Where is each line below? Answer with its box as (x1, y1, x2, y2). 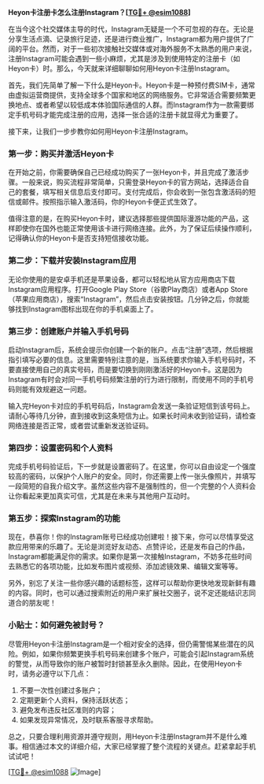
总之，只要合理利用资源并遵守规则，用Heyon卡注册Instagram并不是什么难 (8, 731, 247, 741)
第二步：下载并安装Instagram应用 (8, 255, 137, 266)
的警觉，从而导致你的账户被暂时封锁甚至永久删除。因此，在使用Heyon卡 (8, 659, 243, 668)
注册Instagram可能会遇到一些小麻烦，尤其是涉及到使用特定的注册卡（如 (8, 54, 240, 63)
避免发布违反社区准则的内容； (19, 704, 116, 715)
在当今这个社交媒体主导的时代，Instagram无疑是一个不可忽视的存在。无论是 (8, 24, 254, 34)
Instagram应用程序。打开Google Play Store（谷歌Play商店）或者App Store (8, 284, 248, 294)
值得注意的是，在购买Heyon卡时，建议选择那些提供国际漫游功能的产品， (8, 214, 243, 224)
